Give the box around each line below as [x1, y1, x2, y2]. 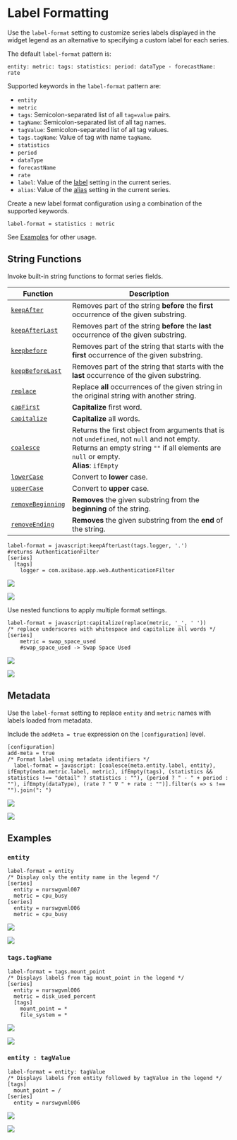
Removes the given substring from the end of [71, 515, 224, 525]
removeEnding [11, 521, 55, 528]
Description [129, 288, 169, 298]
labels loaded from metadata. [7, 716, 93, 725]
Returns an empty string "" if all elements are [71, 443, 221, 453]
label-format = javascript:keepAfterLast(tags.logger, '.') [7, 542, 188, 549]
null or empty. [71, 451, 121, 461]
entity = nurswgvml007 [13, 886, 80, 893]
